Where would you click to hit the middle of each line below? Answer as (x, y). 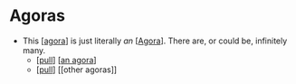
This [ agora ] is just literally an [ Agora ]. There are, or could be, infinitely (155, 41)
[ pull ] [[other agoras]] (76, 70)
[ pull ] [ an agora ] (66, 60)
